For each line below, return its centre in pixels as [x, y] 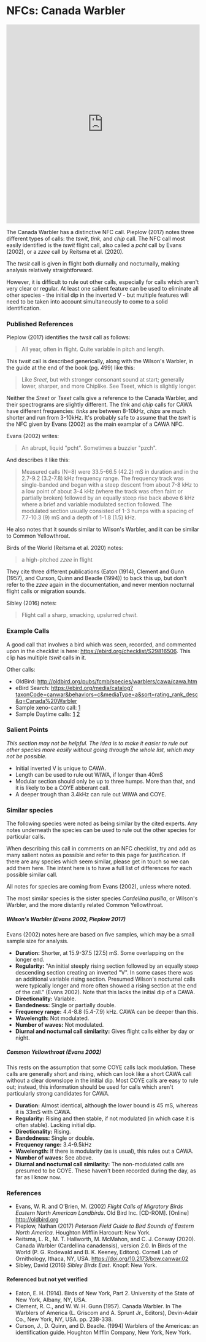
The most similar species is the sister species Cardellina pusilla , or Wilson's [102, 898]
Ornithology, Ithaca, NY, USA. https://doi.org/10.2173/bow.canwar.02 [102, 1259]
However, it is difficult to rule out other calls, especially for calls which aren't [103, 282]
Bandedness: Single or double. [55, 1138]
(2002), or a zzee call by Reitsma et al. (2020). [65, 251]
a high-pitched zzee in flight [57, 560]
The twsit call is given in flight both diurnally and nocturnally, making [93, 263]
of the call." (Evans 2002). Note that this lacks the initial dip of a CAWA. [105, 992]
